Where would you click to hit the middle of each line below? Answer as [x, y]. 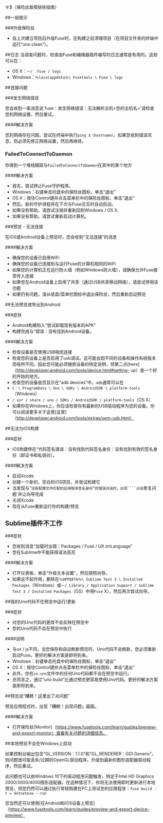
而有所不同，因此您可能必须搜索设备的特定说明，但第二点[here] [76, 364]
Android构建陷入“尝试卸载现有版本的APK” [54, 325]
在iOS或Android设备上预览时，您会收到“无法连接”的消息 [61, 237]
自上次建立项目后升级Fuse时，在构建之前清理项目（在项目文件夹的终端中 [85, 38]
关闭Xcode [23, 500]
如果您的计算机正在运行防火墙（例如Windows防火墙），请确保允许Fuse [83, 270]
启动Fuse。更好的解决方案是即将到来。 [51, 655]
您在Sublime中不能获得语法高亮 [44, 552]
